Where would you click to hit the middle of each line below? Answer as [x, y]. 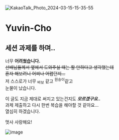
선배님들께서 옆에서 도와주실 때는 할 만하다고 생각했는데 [59, 67]
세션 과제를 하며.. [30, 48]
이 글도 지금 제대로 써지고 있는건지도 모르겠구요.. [53, 99]
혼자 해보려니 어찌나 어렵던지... [35, 74]
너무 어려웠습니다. [23, 61]
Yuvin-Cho [28, 28]
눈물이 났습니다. [21, 88]
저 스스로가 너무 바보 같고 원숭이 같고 [39, 81]
